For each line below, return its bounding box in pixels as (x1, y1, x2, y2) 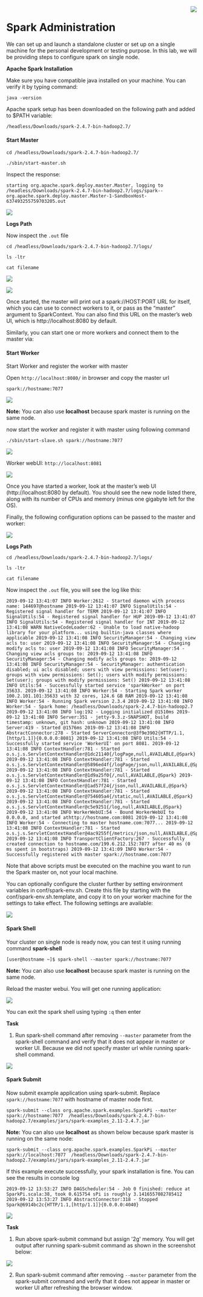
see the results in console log (6, 1174, 80, 1181)
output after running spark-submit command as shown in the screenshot (14, 1241, 196, 1249)
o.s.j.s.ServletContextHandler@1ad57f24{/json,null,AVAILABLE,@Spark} (6, 783, 188, 789)
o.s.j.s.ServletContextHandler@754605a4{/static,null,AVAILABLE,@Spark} (6, 793, 193, 799)
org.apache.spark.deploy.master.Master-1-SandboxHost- (6, 193, 147, 199)
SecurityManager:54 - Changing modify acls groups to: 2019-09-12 (6, 656, 177, 662)
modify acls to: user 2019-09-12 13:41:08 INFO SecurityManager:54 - (6, 645, 185, 652)
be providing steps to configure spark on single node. (6, 53, 140, 60)
